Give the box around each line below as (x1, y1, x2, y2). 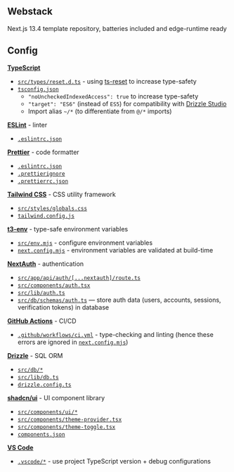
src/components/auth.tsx (17, 281, 91, 289)
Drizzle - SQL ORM (7, 351, 63, 359)
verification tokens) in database (17, 302, 110, 312)
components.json (17, 430, 65, 438)
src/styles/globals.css (17, 205, 88, 212)
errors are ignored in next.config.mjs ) (17, 338, 129, 346)
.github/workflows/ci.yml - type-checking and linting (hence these (17, 330, 214, 338)
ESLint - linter (7, 120, 48, 129)
